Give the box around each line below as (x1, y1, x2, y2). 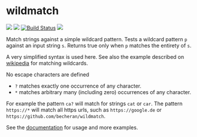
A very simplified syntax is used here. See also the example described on (6, 53, 185, 60)
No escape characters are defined (6, 71, 90, 78)
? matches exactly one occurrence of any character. (14, 82, 142, 89)
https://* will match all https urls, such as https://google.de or (6, 106, 162, 113)
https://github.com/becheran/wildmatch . (6, 112, 106, 119)
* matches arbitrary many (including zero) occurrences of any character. (14, 88, 192, 95)
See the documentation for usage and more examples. (6, 123, 139, 131)
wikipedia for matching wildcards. (6, 59, 88, 66)
